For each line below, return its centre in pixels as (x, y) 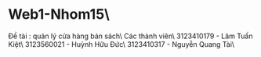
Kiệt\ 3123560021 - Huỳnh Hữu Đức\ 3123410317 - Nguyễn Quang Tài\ (121, 44)
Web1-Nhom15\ (59, 14)
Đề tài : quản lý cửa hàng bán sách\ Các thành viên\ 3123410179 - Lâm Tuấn (130, 36)
